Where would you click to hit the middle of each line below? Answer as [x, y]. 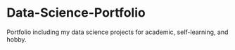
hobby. [17, 39]
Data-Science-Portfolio [76, 13]
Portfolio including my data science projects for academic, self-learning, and [118, 32]
